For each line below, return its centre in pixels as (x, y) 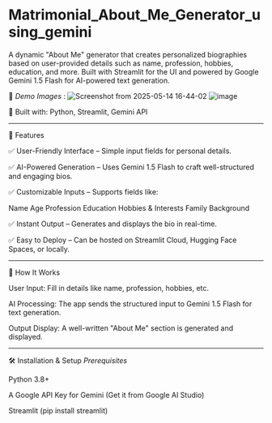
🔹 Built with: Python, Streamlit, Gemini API (78, 112)
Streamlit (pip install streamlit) (58, 410)
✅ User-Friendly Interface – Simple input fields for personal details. (120, 151)
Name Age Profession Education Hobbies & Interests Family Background (129, 207)
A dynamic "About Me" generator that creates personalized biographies (128, 54)
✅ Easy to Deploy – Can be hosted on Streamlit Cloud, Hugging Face (123, 240)
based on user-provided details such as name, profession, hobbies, (121, 63)
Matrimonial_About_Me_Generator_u (135, 15)
